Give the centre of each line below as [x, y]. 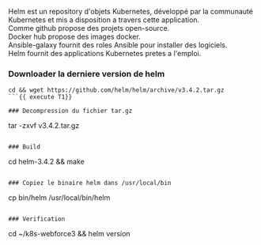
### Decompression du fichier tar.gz [70, 111]
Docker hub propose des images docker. [74, 36]
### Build [25, 147]
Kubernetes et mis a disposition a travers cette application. [104, 20]
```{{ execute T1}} [40, 97]
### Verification [37, 219]
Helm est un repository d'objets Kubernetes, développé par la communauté [130, 11]
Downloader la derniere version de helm [87, 73]
